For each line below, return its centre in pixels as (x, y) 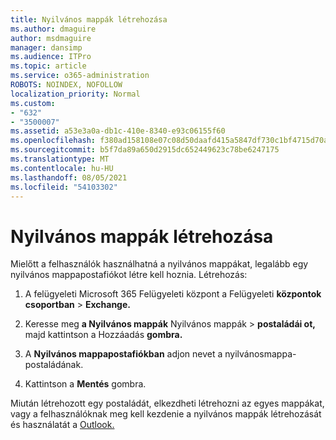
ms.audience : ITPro (51, 57)
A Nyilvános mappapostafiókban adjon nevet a (123, 354)
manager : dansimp (46, 47)
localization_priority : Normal (75, 94)
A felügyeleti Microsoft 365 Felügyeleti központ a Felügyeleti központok (173, 294)
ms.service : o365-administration (80, 76)
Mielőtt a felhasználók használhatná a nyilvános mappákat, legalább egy (159, 264)
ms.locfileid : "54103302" (64, 187)
